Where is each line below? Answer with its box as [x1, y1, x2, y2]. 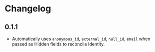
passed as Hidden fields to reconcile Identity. [11, 41, 105, 47]
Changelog [4, 3, 51, 14]
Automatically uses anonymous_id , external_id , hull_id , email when [11, 36, 151, 42]
